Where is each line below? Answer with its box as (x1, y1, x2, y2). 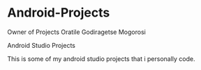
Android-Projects (7, 5, 110, 21)
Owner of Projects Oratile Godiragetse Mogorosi (7, 28, 147, 36)
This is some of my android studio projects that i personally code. (7, 54, 195, 63)
